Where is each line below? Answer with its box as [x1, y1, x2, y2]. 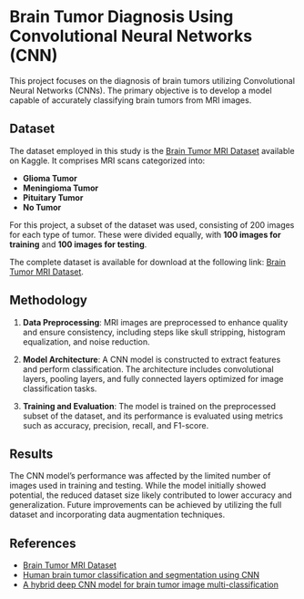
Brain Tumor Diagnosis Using [9, 6, 234, 27]
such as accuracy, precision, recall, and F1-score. [22, 419, 209, 430]
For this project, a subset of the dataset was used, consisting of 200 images [9, 219, 295, 230]
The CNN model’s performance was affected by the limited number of [9, 470, 271, 481]
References [9, 535, 76, 551]
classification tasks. [22, 383, 97, 394]
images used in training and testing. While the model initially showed [9, 480, 267, 491]
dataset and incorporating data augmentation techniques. [9, 509, 226, 521]
